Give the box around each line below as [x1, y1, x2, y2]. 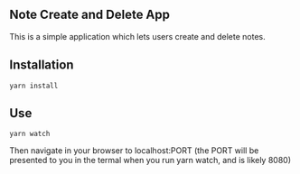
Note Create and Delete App [9, 7, 170, 23]
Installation [9, 58, 74, 73]
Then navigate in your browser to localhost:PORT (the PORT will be [9, 145, 259, 156]
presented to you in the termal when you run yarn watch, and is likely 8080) [9, 155, 292, 166]
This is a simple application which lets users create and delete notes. [9, 31, 267, 41]
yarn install [9, 81, 59, 90]
